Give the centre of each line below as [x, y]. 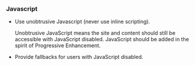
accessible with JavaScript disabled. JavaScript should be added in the [102, 39]
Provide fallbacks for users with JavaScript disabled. [79, 57]
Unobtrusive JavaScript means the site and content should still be [95, 33]
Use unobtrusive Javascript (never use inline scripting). [82, 22]
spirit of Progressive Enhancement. [57, 45]
